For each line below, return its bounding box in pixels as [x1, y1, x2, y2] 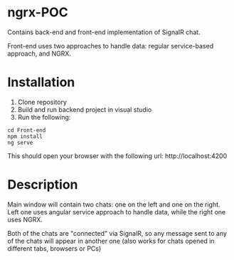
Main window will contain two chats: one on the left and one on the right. [7, 200, 220, 209]
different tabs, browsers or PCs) [7, 244, 102, 253]
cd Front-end [7, 126, 46, 134]
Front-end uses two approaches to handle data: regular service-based [7, 41, 214, 50]
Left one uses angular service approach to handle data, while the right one [7, 207, 226, 216]
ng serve [7, 139, 33, 146]
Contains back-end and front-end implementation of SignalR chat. [7, 28, 201, 36]
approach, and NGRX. [7, 49, 71, 58]
